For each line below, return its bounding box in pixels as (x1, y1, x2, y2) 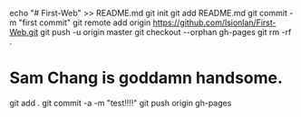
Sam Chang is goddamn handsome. (9, 67, 284, 88)
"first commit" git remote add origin (18, 17, 151, 28)
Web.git (9, 27, 39, 37)
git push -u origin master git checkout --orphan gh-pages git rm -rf (40, 27, 292, 37)
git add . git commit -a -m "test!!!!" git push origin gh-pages (9, 97, 232, 108)
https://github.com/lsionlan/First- (152, 17, 277, 28)
